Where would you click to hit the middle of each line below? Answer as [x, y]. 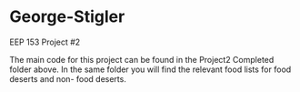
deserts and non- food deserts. [68, 78]
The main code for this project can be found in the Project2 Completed [142, 59]
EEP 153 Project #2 [45, 42]
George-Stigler [67, 17]
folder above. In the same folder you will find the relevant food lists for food [150, 69]
